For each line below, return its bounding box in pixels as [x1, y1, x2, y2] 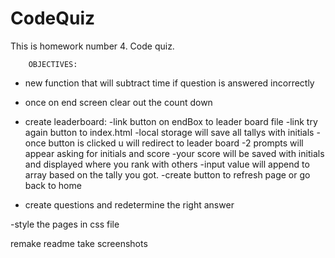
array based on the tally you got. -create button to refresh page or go [24, 168, 311, 181]
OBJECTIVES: [28, 59, 78, 69]
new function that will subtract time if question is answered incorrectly [24, 77, 315, 89]
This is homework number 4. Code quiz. [10, 40, 175, 52]
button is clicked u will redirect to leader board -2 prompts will [48, 137, 304, 149]
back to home [24, 179, 82, 191]
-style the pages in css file [10, 218, 120, 230]
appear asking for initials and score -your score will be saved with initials [24, 147, 325, 159]
